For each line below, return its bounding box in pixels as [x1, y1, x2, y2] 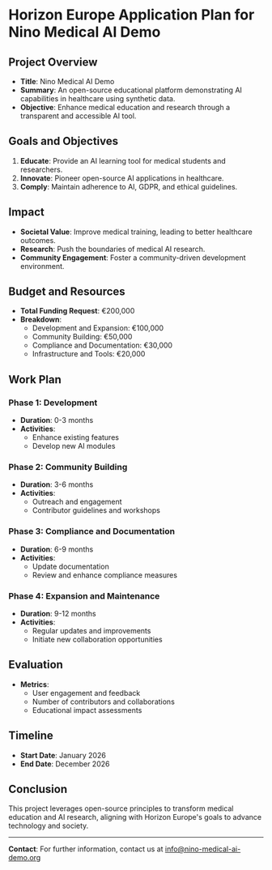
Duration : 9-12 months [19, 609, 96, 619]
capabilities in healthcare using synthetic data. [19, 94, 176, 103]
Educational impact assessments [32, 705, 142, 714]
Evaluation [8, 658, 63, 672]
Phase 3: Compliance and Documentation [8, 526, 176, 537]
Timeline [8, 729, 54, 743]
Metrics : [19, 679, 49, 689]
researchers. [19, 164, 63, 174]
